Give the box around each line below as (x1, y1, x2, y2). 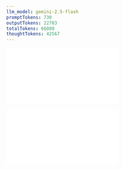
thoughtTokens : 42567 (6, 31, 60, 37)
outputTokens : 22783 (6, 20, 58, 26)
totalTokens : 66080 (6, 25, 55, 32)
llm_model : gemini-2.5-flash (6, 8, 79, 15)
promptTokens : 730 (6, 14, 52, 20)
